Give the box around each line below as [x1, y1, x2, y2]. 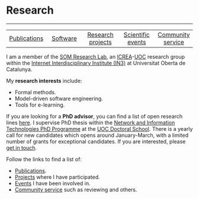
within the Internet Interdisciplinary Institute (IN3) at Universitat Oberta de [6, 59, 185, 66]
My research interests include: [6, 77, 82, 84]
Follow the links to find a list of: [6, 155, 82, 163]
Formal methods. [14, 88, 56, 95]
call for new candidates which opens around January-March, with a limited [6, 131, 189, 139]
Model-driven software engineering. [14, 95, 104, 102]
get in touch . [6, 144, 37, 151]
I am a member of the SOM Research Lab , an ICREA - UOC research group [6, 53, 185, 60]
